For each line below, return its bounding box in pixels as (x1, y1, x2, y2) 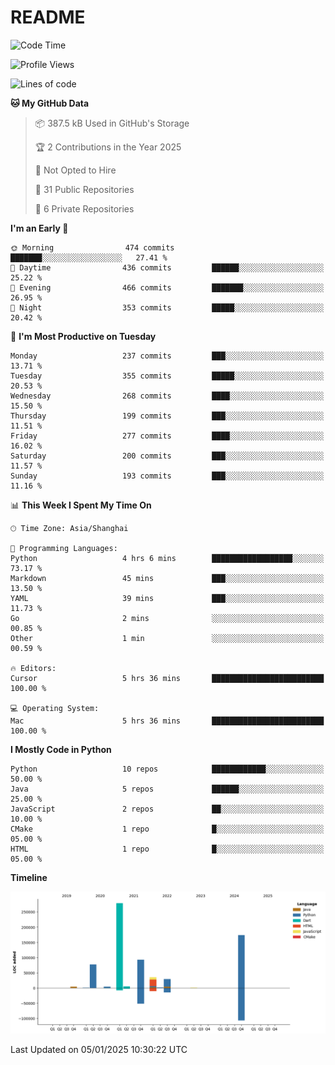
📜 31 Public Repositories (34, 183, 135, 195)
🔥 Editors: (10, 663, 57, 673)
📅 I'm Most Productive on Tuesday (10, 330, 157, 342)
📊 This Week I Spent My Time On (10, 499, 152, 511)
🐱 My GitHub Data (10, 97, 90, 109)
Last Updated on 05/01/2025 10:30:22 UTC (10, 1044, 188, 1056)
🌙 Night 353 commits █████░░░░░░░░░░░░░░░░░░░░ (10, 302, 325, 313)
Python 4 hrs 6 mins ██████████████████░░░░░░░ (10, 553, 325, 563)
